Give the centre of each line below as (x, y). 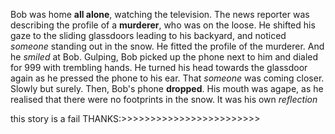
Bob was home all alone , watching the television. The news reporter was (160, 14)
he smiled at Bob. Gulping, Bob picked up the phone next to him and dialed (164, 57)
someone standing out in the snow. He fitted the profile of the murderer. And (167, 46)
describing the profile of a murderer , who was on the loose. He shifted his (163, 25)
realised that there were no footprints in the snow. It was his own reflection (164, 99)
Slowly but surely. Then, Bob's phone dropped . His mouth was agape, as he (167, 88)
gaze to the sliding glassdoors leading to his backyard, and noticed (148, 35)
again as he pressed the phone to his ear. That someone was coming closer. (167, 78)
